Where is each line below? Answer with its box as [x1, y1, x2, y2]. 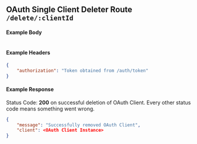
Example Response [6, 86, 54, 93]
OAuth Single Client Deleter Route [6, 5, 132, 15]
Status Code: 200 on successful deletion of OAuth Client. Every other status [6, 99, 191, 106]
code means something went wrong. [6, 105, 95, 112]
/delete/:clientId [6, 14, 74, 22]
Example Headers [6, 49, 51, 56]
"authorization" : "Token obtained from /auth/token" [16, 68, 149, 73]
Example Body [6, 29, 42, 36]
